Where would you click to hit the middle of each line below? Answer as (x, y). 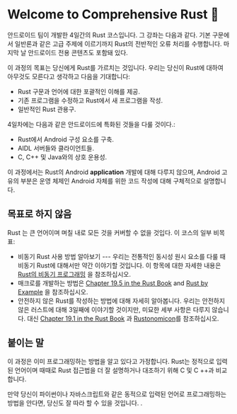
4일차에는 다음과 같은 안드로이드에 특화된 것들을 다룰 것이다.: (91, 124)
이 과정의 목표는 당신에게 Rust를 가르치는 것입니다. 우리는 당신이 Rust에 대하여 (116, 67)
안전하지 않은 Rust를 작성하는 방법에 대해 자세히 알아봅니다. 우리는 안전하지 (121, 301)
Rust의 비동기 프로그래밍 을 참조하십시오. (74, 274)
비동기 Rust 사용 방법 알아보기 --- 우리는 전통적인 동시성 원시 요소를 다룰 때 (122, 256)
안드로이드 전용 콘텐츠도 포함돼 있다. (78, 52)
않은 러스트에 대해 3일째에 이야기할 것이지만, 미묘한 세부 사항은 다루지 (114, 309)
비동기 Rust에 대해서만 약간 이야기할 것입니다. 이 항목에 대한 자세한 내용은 (119, 265)
